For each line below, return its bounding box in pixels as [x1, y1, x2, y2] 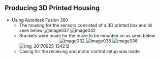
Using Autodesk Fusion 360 [11, 17, 68, 23]
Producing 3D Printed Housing [4, 4, 100, 12]
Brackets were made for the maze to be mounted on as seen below [19, 32, 156, 38]
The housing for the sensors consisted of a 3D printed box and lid [19, 22, 153, 28]
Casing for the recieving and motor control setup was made [19, 48, 140, 54]
